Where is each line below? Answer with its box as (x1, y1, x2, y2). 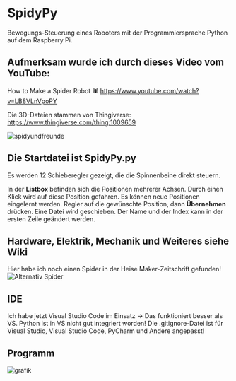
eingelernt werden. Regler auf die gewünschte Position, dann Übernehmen (7, 199, 226, 208)
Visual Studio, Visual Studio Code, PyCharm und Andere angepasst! (7, 327, 205, 335)
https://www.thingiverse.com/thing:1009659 (7, 118, 136, 127)
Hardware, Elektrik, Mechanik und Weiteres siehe (7, 235, 230, 247)
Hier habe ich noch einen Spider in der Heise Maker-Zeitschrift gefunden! (7, 265, 221, 274)
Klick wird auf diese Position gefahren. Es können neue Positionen (7, 192, 200, 201)
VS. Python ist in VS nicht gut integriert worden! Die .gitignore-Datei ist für (7, 320, 224, 328)
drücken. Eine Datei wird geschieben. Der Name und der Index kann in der (7, 207, 224, 216)
